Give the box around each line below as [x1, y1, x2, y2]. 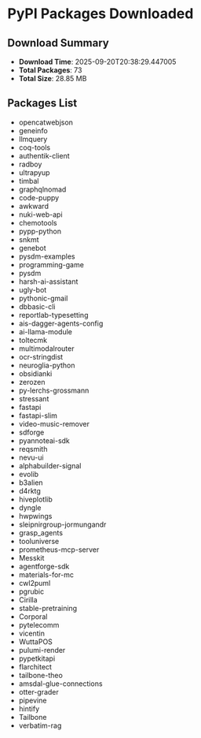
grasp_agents [18, 527, 64, 537]
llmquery [18, 134, 48, 143]
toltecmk [18, 335, 48, 345]
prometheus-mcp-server [18, 545, 100, 554]
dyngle [18, 502, 42, 512]
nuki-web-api [18, 210, 64, 219]
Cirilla [18, 594, 38, 604]
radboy [18, 159, 42, 169]
